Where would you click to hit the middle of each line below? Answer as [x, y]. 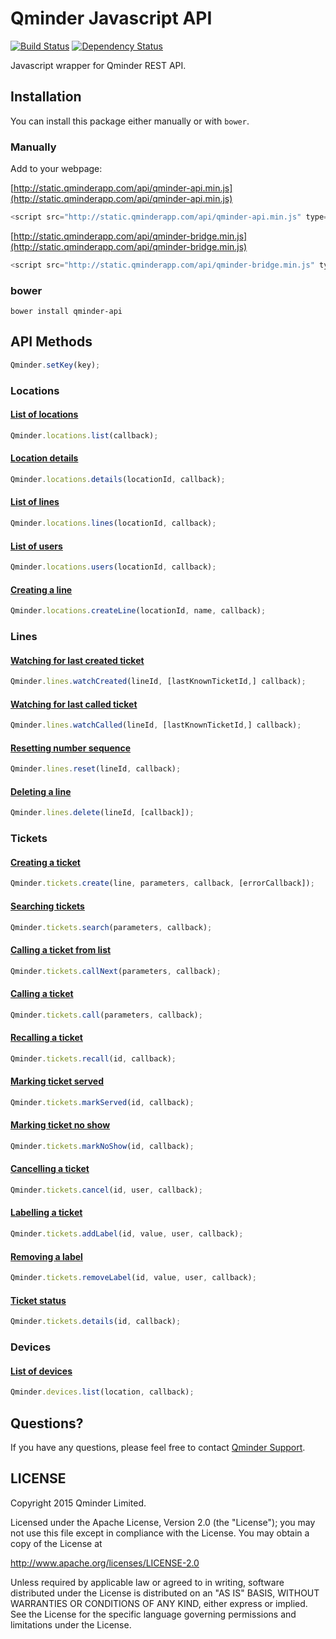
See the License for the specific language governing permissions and [153, 1614]
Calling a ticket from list [61, 950]
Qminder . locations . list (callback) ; [84, 435]
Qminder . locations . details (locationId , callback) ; [118, 479]
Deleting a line [41, 791]
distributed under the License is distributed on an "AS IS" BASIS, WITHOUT [165, 1593]
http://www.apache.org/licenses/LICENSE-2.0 [105, 1563]
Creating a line [41, 589]
